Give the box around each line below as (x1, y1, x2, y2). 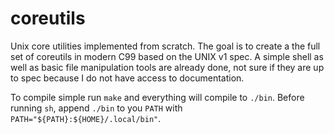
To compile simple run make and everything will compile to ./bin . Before (10, 91, 305, 103)
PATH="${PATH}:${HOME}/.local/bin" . (10, 112, 162, 124)
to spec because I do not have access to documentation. (10, 72, 245, 84)
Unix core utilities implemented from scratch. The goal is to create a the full (10, 40, 321, 52)
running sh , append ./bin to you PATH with (10, 102, 183, 114)
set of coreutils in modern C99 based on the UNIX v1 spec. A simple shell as (10, 50, 324, 62)
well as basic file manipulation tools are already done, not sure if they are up (10, 61, 325, 73)
